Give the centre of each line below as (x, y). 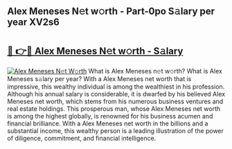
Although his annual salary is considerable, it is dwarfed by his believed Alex (116, 94)
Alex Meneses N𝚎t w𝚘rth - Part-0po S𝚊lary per (111, 11)
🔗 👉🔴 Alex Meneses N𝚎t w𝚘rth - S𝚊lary (95, 51)
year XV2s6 (34, 23)
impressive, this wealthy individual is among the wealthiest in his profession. (116, 87)
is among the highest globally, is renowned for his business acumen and (110, 116)
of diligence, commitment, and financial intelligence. (82, 138)
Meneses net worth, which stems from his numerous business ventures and (115, 101)
